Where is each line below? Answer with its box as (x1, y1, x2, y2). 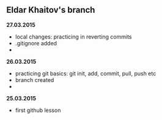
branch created (15, 76, 54, 83)
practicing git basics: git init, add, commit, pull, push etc (15, 70, 156, 77)
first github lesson (15, 107, 61, 114)
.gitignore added (15, 39, 57, 47)
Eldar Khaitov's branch (6, 5, 95, 15)
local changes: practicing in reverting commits (15, 33, 132, 40)
